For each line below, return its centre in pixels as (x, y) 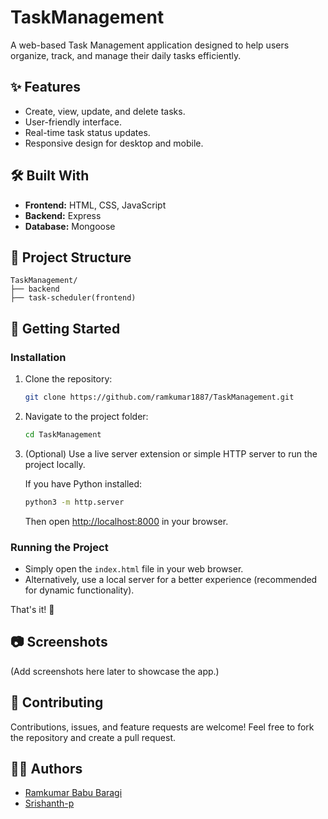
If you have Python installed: (83, 483)
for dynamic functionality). (79, 590)
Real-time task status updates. (87, 132)
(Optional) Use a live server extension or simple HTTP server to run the (171, 453)
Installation (38, 357)
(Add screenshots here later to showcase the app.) (115, 671)
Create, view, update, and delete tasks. (105, 111)
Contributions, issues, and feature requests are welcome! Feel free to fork (162, 727)
